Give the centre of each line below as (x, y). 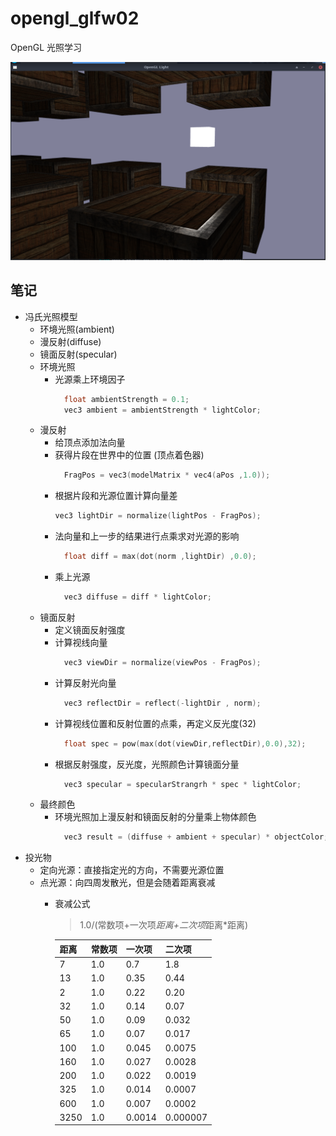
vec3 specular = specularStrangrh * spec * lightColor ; (182, 784)
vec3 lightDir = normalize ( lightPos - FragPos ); (158, 516)
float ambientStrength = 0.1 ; (126, 399)
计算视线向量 (81, 642)
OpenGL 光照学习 (46, 47)
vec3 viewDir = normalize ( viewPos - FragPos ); (162, 662)
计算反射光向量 (85, 683)
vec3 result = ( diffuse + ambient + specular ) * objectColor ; (196, 837)
